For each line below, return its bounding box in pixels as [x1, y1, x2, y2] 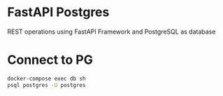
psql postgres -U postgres [7, 81, 86, 88]
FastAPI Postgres [7, 4, 110, 20]
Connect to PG [7, 52, 93, 68]
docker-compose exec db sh [7, 75, 86, 82]
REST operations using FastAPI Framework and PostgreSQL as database [7, 27, 216, 36]
